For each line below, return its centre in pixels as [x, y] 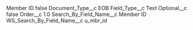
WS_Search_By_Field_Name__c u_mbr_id [57, 21]
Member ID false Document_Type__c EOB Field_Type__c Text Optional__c [96, 8]
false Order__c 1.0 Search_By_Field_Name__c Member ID [76, 14]
